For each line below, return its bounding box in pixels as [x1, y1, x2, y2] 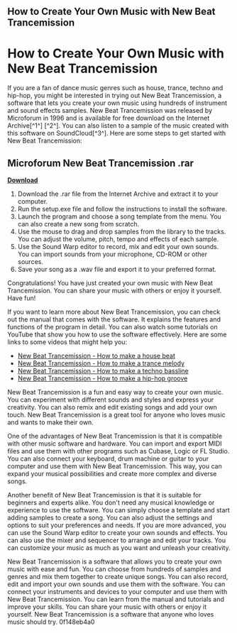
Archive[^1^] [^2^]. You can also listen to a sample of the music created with [7, 121, 229, 130]
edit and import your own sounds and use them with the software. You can [7, 580, 226, 588]
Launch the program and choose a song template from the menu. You [17, 212, 221, 221]
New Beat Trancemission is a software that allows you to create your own [7, 557, 222, 566]
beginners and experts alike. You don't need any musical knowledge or [7, 498, 215, 507]
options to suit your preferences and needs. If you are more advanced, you [7, 521, 226, 529]
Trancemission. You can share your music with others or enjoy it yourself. [7, 287, 222, 295]
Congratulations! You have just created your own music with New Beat [7, 279, 214, 287]
